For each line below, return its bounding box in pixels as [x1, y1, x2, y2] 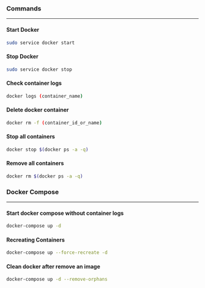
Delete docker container [6, 106, 69, 113]
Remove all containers [6, 160, 64, 167]
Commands [6, 4, 41, 13]
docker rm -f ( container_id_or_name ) [6, 120, 103, 126]
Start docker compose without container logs [6, 209, 124, 217]
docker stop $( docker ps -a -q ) [6, 146, 88, 153]
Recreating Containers [6, 236, 65, 243]
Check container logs [6, 79, 62, 87]
